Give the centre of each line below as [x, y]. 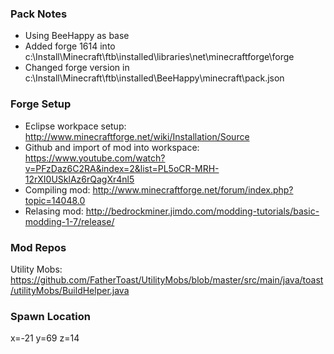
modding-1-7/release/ [69, 221]
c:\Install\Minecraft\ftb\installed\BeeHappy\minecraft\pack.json [154, 78]
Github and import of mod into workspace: [112, 147]
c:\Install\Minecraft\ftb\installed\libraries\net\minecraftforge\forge [159, 57]
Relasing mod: [54, 211]
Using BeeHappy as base [77, 36]
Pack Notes [39, 14]
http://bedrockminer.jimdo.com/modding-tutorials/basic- [202, 211]
